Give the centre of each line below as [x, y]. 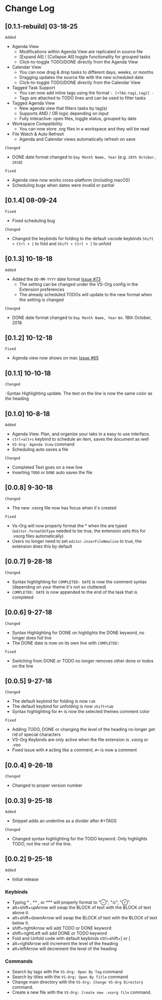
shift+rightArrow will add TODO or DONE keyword [62, 928]
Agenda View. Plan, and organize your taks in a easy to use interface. [81, 434]
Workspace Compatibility [37, 124]
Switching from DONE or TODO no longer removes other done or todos [83, 661]
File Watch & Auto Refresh [38, 134]
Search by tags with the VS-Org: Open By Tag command [67, 972]
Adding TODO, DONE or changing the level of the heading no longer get [83, 730]
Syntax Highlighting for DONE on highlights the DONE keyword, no [78, 633]
